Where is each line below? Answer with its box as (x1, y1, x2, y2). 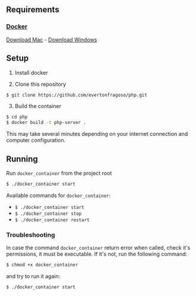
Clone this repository (14, 80, 67, 88)
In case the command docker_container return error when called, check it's (6, 244, 191, 252)
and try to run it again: (6, 272, 61, 279)
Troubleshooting (6, 231, 55, 239)
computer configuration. (6, 136, 66, 144)
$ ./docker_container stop (14, 211, 82, 217)
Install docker (14, 69, 49, 76)
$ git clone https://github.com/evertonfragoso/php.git (6, 92, 147, 98)
